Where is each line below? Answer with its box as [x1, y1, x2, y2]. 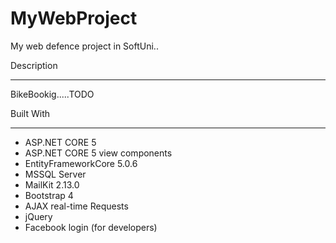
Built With [10, 107, 50, 119]
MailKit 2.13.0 [24, 178, 80, 191]
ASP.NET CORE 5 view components [24, 147, 173, 159]
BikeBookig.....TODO [10, 88, 95, 100]
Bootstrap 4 [24, 189, 74, 201]
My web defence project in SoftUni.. [10, 40, 159, 52]
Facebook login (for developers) [24, 221, 158, 233]
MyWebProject [10, 7, 138, 30]
